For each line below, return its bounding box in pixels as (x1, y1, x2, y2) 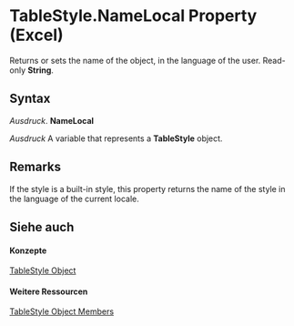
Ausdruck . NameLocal (9, 115, 94, 126)
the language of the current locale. (9, 193, 139, 204)
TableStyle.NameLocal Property (9, 5, 258, 26)
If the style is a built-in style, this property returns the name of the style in (9, 183, 286, 194)
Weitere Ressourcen (9, 286, 88, 297)
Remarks (9, 159, 62, 175)
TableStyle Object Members (9, 306, 115, 317)
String (26, 65, 52, 76)
